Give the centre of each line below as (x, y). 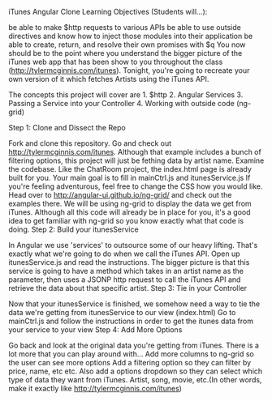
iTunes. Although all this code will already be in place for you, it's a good (130, 212)
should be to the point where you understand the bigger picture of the (125, 53)
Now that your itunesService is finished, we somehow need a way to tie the (134, 304)
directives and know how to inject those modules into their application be (131, 36)
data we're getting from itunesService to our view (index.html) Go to (122, 312)
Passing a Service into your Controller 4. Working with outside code (122, 103)
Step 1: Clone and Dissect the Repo (67, 128)
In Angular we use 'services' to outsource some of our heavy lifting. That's (133, 245)
